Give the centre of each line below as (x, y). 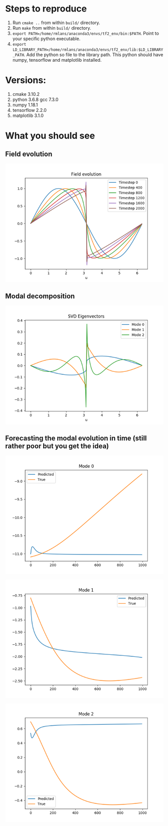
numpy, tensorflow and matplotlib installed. (57, 60)
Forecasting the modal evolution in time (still (76, 438)
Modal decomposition (40, 296)
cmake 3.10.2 (26, 94)
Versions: (26, 80)
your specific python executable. (46, 39)
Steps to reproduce (46, 9)
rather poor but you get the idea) (57, 446)
